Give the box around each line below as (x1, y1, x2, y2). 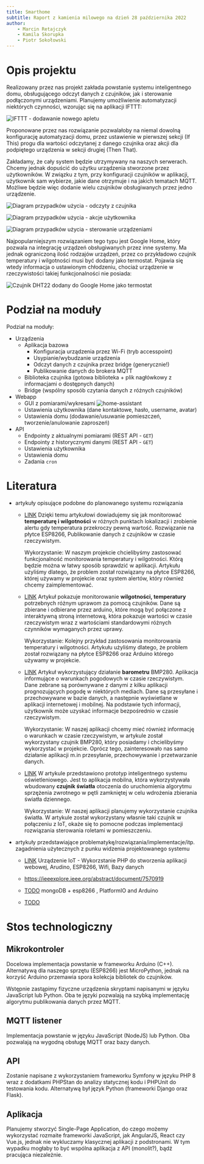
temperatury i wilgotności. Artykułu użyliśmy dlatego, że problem (24, 643, 188, 651)
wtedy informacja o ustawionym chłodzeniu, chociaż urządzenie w (6, 263, 174, 270)
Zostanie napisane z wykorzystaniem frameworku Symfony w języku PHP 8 (6, 1072, 196, 1079)
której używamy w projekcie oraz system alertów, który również (24, 574, 184, 582)
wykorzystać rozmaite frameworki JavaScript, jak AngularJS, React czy (6, 1132, 185, 1139)
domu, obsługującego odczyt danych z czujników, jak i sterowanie (6, 90, 172, 97)
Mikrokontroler (6, 944, 65, 954)
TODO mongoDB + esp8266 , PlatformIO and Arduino (24, 887, 158, 894)
